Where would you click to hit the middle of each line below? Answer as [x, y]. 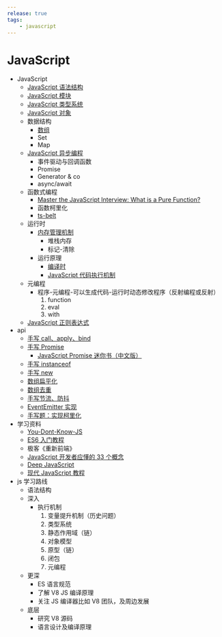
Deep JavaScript [51, 465]
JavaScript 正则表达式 [58, 323]
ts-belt [47, 216]
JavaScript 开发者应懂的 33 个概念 [75, 457]
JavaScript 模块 [49, 96]
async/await [54, 184]
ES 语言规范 [54, 584]
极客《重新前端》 [51, 449]
